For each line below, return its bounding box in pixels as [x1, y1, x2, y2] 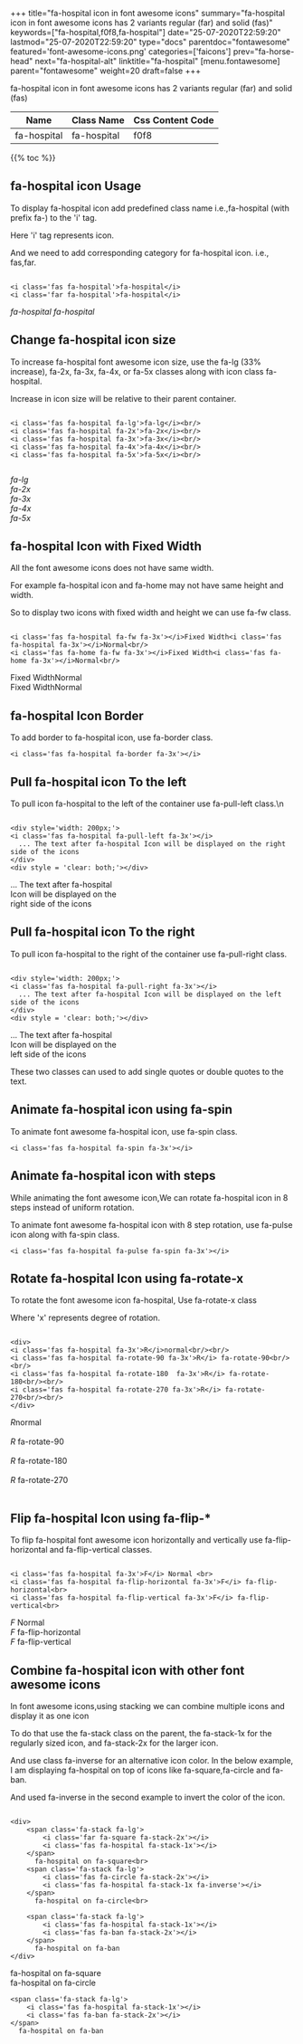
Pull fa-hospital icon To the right [10, 925, 195, 940]
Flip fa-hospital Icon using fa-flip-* [10, 1510, 212, 1526]
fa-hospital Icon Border [10, 708, 144, 723]
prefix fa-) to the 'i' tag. [10, 212, 98, 223]
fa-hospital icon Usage [10, 178, 142, 194]
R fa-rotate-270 [10, 1475, 69, 1486]
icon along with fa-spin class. [10, 1229, 120, 1240]
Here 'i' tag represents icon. [10, 230, 115, 241]
